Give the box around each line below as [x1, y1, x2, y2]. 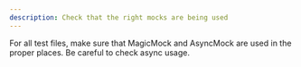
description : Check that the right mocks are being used [9, 13, 229, 22]
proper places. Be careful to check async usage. [9, 46, 191, 58]
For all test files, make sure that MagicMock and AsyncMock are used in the [9, 38, 292, 48]
